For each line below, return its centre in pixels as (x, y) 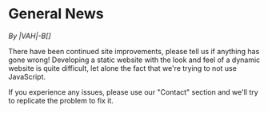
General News (56, 14)
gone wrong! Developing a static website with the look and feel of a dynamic (134, 60)
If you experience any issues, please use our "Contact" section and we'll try (133, 92)
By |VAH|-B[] (30, 36)
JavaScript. (27, 76)
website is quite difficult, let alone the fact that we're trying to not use (123, 68)
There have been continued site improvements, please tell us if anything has (134, 51)
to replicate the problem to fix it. (61, 100)
